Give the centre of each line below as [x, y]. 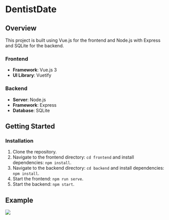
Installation [20, 141]
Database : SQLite [31, 110]
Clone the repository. [35, 152]
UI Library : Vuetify [32, 75]
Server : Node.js [29, 100]
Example [19, 200]
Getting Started [30, 126]
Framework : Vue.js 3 [35, 70]
